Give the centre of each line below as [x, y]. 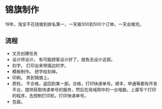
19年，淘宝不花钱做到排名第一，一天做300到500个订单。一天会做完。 [74, 24]
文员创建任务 [25, 53]
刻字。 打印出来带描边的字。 [40, 65]
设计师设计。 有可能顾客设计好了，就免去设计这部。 [63, 59]
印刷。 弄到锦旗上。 [32, 77]
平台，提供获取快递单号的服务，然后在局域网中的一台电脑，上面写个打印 [84, 89]
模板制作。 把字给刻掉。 [36, 71]
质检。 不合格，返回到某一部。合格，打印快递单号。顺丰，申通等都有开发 [85, 83]
